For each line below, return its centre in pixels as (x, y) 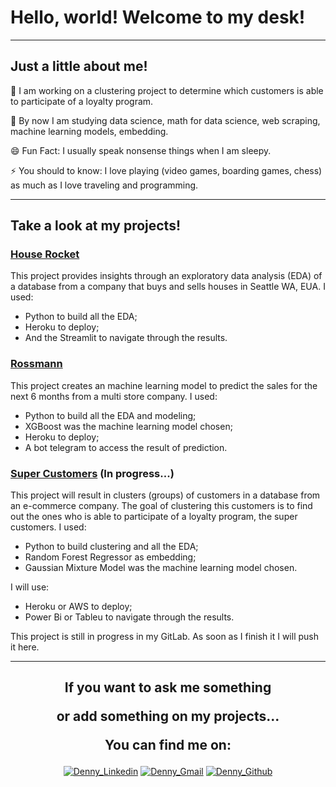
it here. (25, 647)
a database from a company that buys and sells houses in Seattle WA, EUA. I (168, 287)
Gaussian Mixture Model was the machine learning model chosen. (161, 568)
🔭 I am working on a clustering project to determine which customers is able (167, 90)
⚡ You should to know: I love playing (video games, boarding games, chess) (166, 170)
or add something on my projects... (168, 716)
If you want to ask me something (168, 687)
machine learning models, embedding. (89, 131)
